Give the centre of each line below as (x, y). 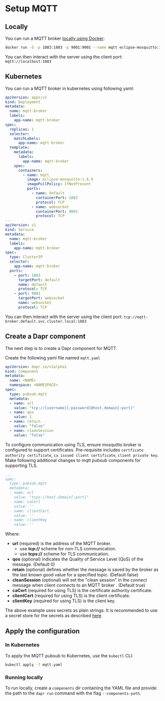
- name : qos (22, 412)
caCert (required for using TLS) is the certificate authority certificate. (82, 591)
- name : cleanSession (32, 431)
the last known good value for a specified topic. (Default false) (75, 575)
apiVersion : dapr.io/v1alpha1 (36, 367)
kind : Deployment (23, 102)
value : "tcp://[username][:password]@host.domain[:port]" (74, 408)
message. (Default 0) (34, 565)
